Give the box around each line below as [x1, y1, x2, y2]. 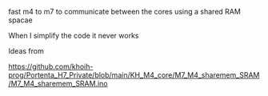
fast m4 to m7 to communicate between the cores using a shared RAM [8, 7, 242, 16]
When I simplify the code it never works [8, 31, 139, 40]
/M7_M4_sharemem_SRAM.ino [8, 79, 108, 88]
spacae [8, 15, 34, 25]
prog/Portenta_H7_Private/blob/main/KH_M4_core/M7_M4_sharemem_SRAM [8, 70, 260, 79]
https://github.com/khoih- [8, 62, 94, 71]
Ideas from [8, 46, 44, 55]
